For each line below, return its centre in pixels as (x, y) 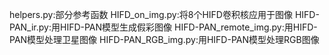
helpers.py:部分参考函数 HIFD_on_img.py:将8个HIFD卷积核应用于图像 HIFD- (164, 14)
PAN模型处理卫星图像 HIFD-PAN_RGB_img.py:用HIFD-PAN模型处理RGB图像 (164, 39)
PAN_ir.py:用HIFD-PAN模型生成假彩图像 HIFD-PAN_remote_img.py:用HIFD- (163, 27)
